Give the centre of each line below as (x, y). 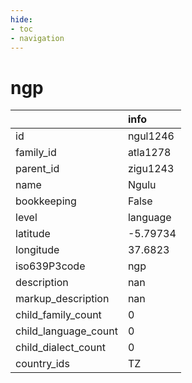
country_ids (42, 364)
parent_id (37, 169)
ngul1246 (151, 136)
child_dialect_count (60, 348)
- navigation (37, 38)
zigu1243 (151, 169)
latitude (33, 234)
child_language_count (66, 331)
